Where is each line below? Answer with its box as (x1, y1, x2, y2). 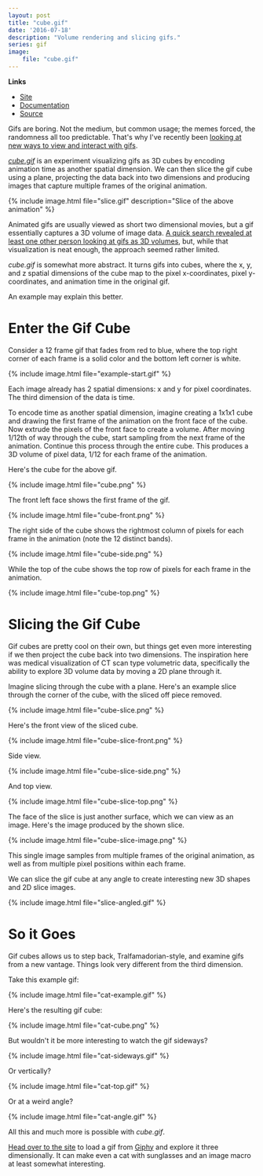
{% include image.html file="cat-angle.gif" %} (8, 1112, 157, 1121)
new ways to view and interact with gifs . (8, 141, 138, 150)
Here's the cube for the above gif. (8, 464, 117, 474)
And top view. (8, 781, 53, 790)
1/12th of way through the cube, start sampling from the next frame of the (8, 433, 246, 442)
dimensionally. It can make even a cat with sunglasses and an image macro (8, 1150, 251, 1160)
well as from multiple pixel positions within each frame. (8, 859, 186, 868)
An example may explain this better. (8, 291, 124, 301)
